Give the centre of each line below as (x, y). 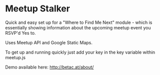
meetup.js (15, 57)
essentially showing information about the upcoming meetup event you (78, 27)
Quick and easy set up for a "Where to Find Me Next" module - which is (79, 22)
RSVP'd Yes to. (20, 33)
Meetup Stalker (38, 9)
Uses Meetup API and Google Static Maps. (49, 42)
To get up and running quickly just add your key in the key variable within (80, 52)
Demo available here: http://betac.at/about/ (50, 67)
